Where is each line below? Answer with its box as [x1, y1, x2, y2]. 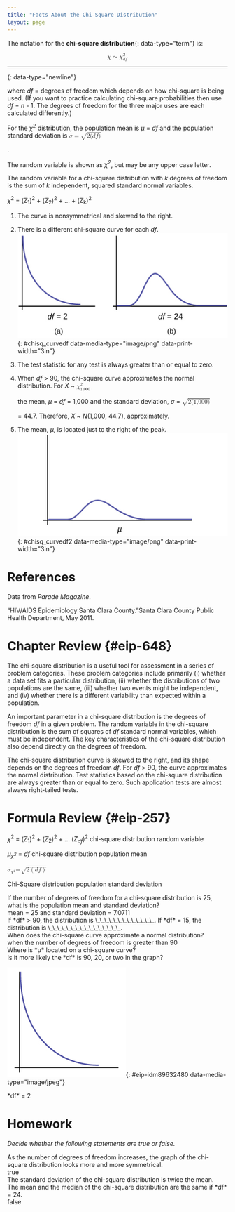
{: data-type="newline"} [7, 73, 77, 81]
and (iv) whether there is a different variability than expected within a [7, 692, 206, 700]
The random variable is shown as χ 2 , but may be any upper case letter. [7, 159, 211, 169]
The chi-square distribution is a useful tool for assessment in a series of [7, 661, 215, 670]
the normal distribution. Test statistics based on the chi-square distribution [7, 771, 222, 779]
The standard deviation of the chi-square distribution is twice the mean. [7, 1175, 214, 1183]
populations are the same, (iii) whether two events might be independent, [7, 684, 218, 692]
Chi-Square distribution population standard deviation [7, 880, 162, 888]
